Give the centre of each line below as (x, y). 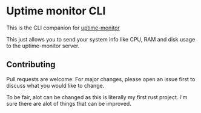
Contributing (31, 65)
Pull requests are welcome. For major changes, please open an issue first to (101, 79)
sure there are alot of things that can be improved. (69, 103)
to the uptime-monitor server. (43, 46)
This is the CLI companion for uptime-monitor (63, 28)
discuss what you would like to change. (55, 85)
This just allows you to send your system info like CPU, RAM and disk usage (101, 39)
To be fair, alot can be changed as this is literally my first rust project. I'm (97, 97)
